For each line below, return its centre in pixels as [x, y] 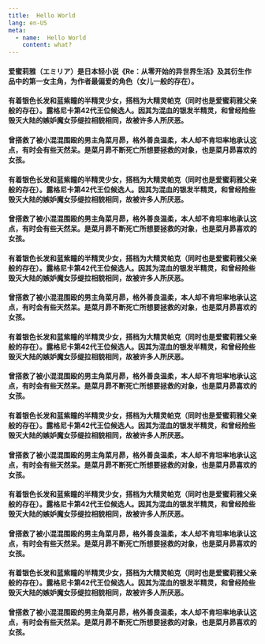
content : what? [47, 45]
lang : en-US [28, 23]
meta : [17, 30]
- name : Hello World [51, 38]
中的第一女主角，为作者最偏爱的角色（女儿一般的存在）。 [106, 81]
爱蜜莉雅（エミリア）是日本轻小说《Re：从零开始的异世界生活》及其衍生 [127, 71]
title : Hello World [42, 15]
